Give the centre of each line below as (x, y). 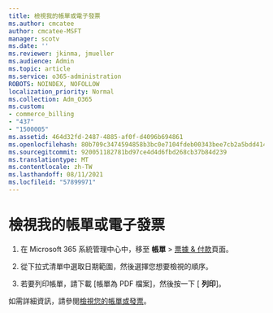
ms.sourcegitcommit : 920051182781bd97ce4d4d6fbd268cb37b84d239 (118, 152)
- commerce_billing (41, 115)
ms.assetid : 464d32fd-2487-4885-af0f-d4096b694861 (96, 137)
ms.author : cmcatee (41, 24)
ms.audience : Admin (41, 62)
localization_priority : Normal (61, 91)
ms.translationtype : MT (49, 159)
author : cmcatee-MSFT (45, 31)
